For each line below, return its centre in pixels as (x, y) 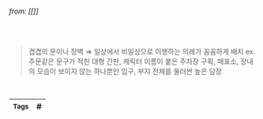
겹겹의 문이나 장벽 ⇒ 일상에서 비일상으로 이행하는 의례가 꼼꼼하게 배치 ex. (142, 52)
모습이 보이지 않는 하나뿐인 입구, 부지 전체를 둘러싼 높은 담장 (129, 72)
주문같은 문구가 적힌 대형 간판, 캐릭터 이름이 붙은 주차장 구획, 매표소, (133, 61)
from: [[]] (24, 11)
